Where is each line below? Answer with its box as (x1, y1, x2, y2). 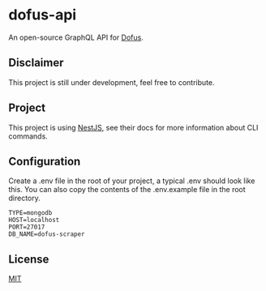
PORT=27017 (8, 223, 45, 232)
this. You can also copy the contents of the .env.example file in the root (8, 185, 246, 195)
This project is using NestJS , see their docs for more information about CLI (8, 122, 259, 132)
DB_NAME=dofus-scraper (8, 230, 85, 238)
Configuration (8, 154, 81, 168)
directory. (8, 193, 41, 203)
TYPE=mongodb (8, 209, 53, 217)
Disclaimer (8, 56, 64, 70)
